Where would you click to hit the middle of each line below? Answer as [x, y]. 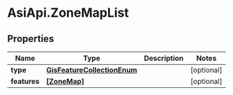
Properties [31, 39]
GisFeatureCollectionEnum [92, 70]
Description [164, 58]
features [25, 81]
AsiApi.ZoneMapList [68, 13]
